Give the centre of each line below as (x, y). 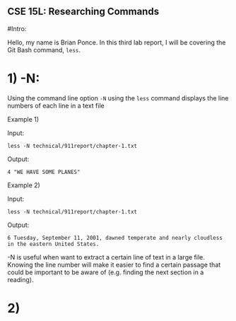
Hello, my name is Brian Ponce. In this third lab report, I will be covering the (117, 42)
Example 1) (23, 119)
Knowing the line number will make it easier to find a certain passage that (114, 264)
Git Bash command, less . (44, 49)
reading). (20, 279)
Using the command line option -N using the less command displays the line (118, 98)
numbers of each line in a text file (56, 105)
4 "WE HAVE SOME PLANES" (44, 172)
